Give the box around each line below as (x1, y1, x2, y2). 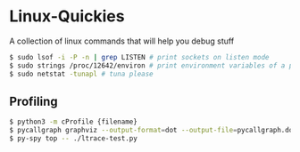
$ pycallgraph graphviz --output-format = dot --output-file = (9, 126, 238, 135)
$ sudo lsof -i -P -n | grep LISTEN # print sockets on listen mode (9, 52, 270, 61)
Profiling (9, 93, 58, 108)
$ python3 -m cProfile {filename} (9, 117, 138, 126)
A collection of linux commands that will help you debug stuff (9, 36, 235, 46)
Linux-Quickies (9, 6, 125, 27)
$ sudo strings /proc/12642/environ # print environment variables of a (9, 60, 286, 70)
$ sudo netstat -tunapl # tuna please (9, 69, 154, 78)
